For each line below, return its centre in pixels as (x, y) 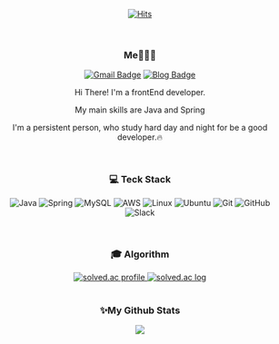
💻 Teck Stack (140, 180)
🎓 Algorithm (140, 254)
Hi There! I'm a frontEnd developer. (140, 93)
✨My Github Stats (140, 310)
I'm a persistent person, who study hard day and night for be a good (140, 128)
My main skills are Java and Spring (140, 110)
